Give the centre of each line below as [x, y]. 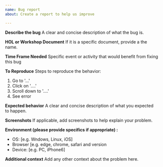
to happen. [16, 111]
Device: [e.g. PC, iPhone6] [39, 149]
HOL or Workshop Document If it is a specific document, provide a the [76, 42]
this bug [13, 62]
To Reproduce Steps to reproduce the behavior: [53, 71]
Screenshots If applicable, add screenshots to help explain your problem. [79, 120]
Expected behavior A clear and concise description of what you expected [79, 105]
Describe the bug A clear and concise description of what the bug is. [74, 32]
